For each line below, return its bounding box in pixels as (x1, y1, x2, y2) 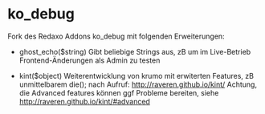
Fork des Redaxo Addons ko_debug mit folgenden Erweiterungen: (7, 31, 226, 41)
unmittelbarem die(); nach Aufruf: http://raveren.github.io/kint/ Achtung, (18, 79, 258, 89)
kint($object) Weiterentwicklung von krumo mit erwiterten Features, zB (18, 71, 255, 80)
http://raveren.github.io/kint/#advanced (18, 96, 150, 106)
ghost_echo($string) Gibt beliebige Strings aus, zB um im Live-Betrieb (18, 47, 251, 56)
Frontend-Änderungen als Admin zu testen (18, 55, 161, 65)
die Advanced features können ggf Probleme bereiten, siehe (18, 88, 219, 97)
